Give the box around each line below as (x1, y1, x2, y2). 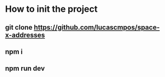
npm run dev (5, 64, 45, 73)
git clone (5, 23, 33, 32)
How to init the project (5, 3, 98, 15)
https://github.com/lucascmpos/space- (34, 23, 160, 32)
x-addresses (5, 31, 45, 39)
